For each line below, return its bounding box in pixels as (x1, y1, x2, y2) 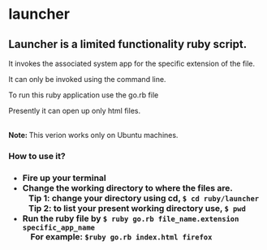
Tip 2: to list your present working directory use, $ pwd (28, 202, 246, 213)
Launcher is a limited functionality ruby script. (8, 37, 248, 51)
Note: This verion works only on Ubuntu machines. (8, 131, 179, 140)
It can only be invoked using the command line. (8, 75, 166, 84)
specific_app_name (22, 222, 96, 232)
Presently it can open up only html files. (8, 106, 140, 115)
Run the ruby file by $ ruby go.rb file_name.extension (22, 213, 239, 224)
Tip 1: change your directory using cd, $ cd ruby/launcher (28, 192, 260, 204)
